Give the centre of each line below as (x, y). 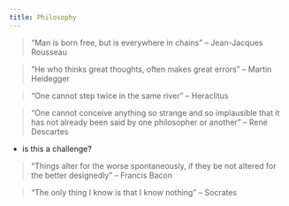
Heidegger (50, 78)
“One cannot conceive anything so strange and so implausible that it (155, 112)
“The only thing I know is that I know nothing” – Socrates (133, 192)
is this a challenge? (57, 149)
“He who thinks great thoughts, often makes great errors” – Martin (151, 69)
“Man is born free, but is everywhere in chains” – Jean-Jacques (147, 42)
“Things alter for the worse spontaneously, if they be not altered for (153, 165)
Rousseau (49, 52)
